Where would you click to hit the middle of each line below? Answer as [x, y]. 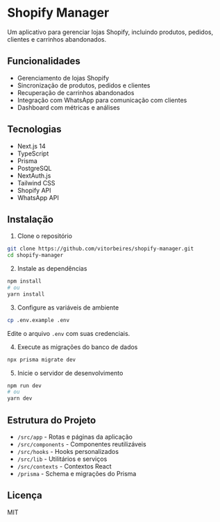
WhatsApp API [38, 197]
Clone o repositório [45, 236]
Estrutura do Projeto [52, 420]
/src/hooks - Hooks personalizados [68, 451]
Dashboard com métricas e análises [68, 107]
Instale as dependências [52, 269]
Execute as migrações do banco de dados [77, 347]
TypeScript [33, 153]
